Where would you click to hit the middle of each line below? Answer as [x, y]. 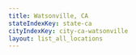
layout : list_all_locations [56, 38]
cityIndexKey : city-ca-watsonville [68, 31]
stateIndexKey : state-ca [50, 23]
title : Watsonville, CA [49, 16]
